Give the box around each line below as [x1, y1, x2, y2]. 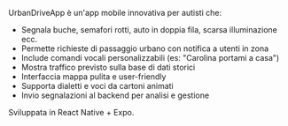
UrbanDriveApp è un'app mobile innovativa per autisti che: [8, 8, 222, 18]
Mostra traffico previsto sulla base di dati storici [20, 62, 196, 72]
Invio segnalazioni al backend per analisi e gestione [20, 90, 210, 100]
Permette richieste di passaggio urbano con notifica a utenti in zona [20, 43, 269, 54]
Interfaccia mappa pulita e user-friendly [20, 71, 167, 82]
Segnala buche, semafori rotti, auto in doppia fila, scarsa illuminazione [20, 25, 278, 34]
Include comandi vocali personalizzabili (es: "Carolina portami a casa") [20, 53, 280, 63]
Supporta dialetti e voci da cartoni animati [20, 81, 174, 91]
